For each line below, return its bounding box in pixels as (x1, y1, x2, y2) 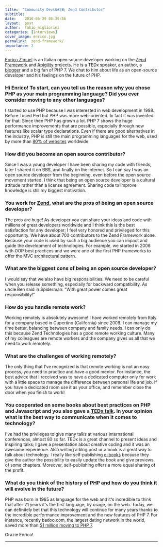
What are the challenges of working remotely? (5, 353, 116, 360)
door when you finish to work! (5, 389, 65, 395)
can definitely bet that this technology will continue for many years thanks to (5, 507, 158, 512)
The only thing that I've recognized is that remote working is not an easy (5, 364, 150, 370)
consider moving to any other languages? (5, 96, 105, 103)
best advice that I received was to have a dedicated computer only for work (5, 374, 156, 380)
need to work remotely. (5, 341, 51, 347)
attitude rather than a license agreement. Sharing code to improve (5, 182, 137, 188)
